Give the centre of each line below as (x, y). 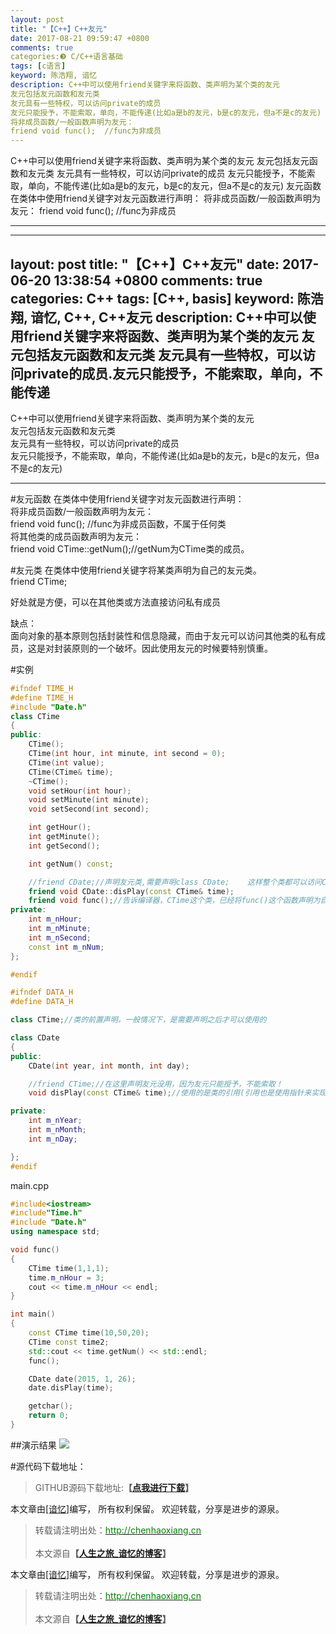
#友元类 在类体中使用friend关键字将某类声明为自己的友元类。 (136, 570)
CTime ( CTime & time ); (71, 772)
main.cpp (29, 1185)
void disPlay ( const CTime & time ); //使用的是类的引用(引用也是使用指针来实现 (177, 1093)
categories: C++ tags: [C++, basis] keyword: (152, 298)
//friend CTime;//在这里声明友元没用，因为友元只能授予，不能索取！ (155, 1084)
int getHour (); (60, 827)
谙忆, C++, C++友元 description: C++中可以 (166, 317)
